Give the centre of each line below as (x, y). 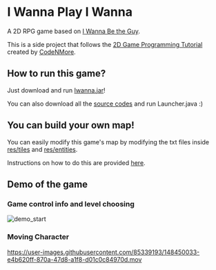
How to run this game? (57, 74)
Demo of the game (48, 184)
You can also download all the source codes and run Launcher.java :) (105, 104)
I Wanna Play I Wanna (70, 12)
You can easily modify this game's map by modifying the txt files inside (108, 142)
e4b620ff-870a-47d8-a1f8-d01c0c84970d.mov (75, 259)
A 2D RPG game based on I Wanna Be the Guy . (73, 31)
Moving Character (38, 237)
